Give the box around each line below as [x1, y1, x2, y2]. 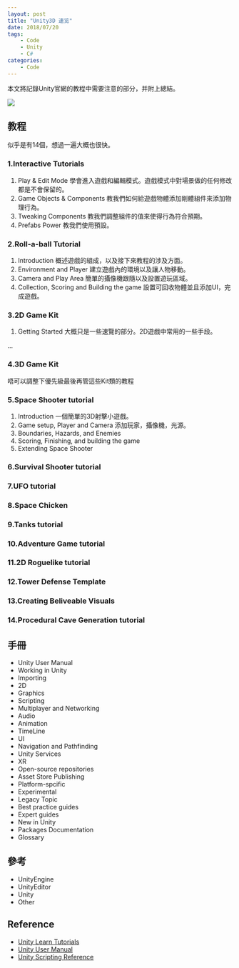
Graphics [17, 689, 45, 697]
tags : [7, 30, 24, 38]
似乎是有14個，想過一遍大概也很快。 [7, 141, 114, 149]
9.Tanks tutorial [7, 519, 63, 529]
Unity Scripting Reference [17, 952, 94, 961]
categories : [7, 57, 43, 64]
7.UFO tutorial [7, 481, 56, 491]
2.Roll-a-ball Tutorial [7, 239, 81, 249]
